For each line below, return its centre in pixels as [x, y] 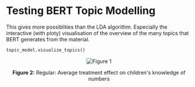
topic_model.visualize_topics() [46, 50]
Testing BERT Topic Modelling [81, 11]
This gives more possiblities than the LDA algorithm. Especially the [87, 27]
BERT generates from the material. [48, 39]
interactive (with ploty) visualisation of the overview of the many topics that [97, 33]
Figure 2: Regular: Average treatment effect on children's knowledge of [99, 72]
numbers [99, 79]
